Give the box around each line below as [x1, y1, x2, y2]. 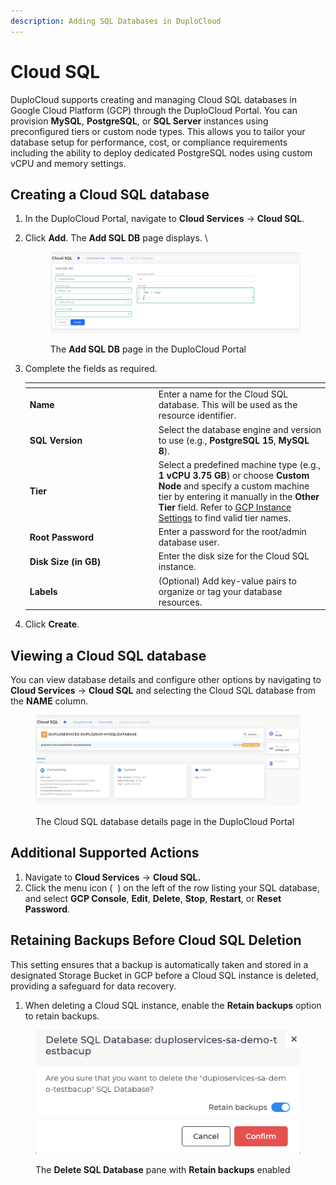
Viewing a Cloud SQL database [10, 647, 207, 664]
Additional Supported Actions [10, 845, 200, 862]
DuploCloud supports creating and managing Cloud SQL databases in [10, 93, 298, 105]
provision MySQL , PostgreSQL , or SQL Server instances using [10, 115, 269, 127]
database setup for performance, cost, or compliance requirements [10, 136, 288, 148]
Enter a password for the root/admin [158, 526, 307, 538]
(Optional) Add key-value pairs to [158, 575, 297, 587]
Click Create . [24, 618, 80, 630]
